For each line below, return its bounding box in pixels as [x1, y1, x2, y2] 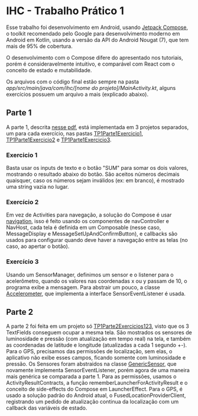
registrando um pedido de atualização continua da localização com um [6, 398, 179, 405]
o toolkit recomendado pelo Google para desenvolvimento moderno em [6, 30, 180, 37]
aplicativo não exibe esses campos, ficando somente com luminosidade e [6, 354, 186, 362]
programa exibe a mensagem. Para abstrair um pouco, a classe [6, 283, 161, 291]
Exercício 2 [6, 198, 39, 206]
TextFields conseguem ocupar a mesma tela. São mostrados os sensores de [6, 329, 192, 336]
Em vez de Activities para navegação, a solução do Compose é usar [6, 211, 172, 218]
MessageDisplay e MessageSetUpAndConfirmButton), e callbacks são [6, 230, 178, 237]
